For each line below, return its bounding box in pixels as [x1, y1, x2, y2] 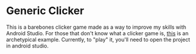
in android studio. [6, 42, 49, 49]
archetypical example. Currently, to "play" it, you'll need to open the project [6, 36, 191, 43]
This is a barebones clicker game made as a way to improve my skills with [6, 23, 187, 31]
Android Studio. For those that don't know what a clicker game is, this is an [6, 29, 189, 36]
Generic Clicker [6, 4, 85, 18]
